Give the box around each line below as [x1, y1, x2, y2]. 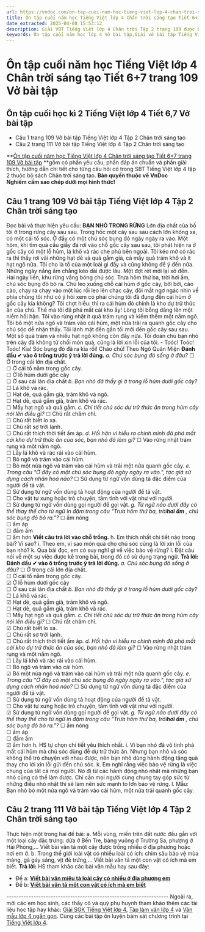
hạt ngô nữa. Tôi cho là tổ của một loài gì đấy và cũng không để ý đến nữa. [6, 260, 194, 268]
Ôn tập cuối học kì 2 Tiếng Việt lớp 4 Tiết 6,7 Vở [6, 108, 190, 119]
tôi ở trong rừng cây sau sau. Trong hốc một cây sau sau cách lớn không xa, [6, 228, 198, 235]
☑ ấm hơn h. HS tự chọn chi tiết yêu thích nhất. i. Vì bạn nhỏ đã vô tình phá [6, 741, 195, 749]
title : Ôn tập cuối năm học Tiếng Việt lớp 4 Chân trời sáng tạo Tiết [6, 15, 190, 21]
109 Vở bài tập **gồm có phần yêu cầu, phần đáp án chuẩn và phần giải [6, 159, 187, 166]
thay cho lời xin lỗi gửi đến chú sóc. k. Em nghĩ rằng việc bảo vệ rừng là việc [6, 760, 198, 768]
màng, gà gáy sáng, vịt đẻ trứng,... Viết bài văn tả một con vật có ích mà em [6, 856, 196, 864]
